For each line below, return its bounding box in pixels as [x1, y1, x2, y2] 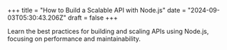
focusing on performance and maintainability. [7, 35, 141, 43]
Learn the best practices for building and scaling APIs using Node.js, [7, 27, 209, 35]
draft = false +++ [67, 13, 118, 22]
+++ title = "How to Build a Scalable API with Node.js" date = [7, 6, 187, 14]
